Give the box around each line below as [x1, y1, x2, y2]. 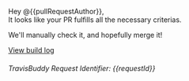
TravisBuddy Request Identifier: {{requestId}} [8, 63, 156, 73]
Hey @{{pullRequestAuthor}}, [8, 7, 104, 16]
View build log [8, 46, 55, 54]
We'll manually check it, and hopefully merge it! [8, 31, 163, 39]
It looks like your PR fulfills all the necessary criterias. [8, 15, 182, 24]
